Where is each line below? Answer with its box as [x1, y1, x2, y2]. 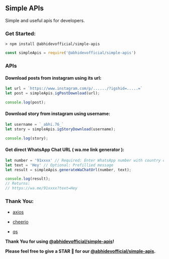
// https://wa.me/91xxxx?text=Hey [5, 186, 78, 191]
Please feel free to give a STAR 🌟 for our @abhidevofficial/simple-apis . [5, 248, 156, 254]
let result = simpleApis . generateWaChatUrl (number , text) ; [5, 167, 132, 172]
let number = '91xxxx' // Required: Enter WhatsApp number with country [5, 158, 161, 163]
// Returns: [5, 181, 30, 186]
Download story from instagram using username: [5, 111, 111, 117]
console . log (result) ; [5, 176, 51, 181]
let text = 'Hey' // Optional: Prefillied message [5, 163, 114, 168]
